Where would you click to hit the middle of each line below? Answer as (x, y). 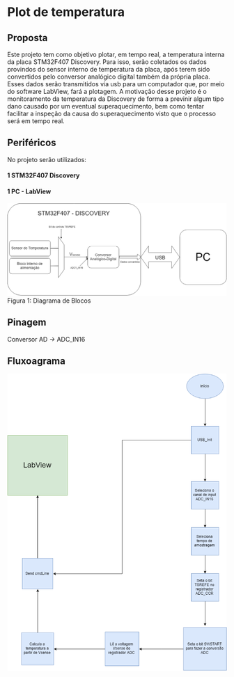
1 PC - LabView (29, 191)
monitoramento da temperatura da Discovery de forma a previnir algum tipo (116, 99)
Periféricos (32, 143)
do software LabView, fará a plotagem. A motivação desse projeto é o (107, 91)
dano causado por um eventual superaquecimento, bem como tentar (106, 106)
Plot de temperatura (66, 12)
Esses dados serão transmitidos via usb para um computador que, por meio (116, 84)
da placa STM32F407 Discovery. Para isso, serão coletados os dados (107, 62)
